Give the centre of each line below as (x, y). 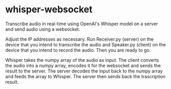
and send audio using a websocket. (43, 29)
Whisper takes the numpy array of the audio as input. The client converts (82, 60)
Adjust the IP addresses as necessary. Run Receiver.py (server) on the (80, 39)
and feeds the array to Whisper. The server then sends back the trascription (85, 76)
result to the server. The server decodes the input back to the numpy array (84, 71)
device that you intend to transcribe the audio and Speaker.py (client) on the (86, 44)
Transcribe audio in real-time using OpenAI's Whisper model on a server (82, 24)
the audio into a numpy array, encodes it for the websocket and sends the (83, 65)
